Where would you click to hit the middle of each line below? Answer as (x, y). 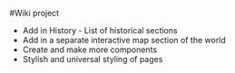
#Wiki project (34, 13)
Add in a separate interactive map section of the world (124, 40)
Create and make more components (89, 50)
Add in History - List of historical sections (100, 30)
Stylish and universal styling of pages (93, 59)
